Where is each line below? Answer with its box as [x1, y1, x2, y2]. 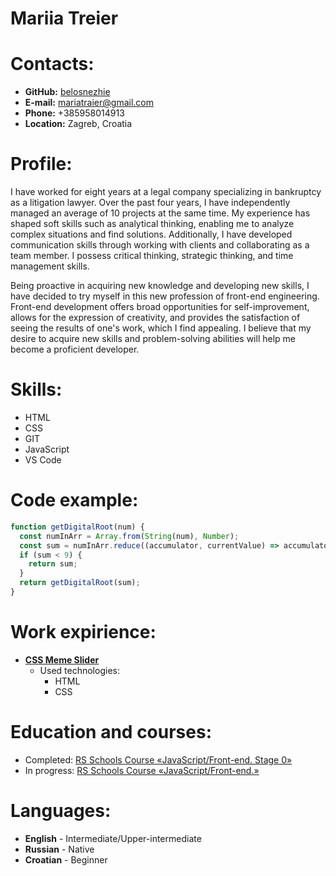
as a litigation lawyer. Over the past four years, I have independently [10, 197, 291, 209]
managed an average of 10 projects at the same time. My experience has [10, 207, 311, 219]
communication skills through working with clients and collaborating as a [10, 239, 310, 251]
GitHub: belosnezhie [24, 86, 111, 98]
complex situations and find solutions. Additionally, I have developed [10, 228, 293, 241]
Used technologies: [39, 664, 120, 676]
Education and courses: [10, 721, 213, 744]
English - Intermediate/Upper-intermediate [24, 832, 202, 844]
